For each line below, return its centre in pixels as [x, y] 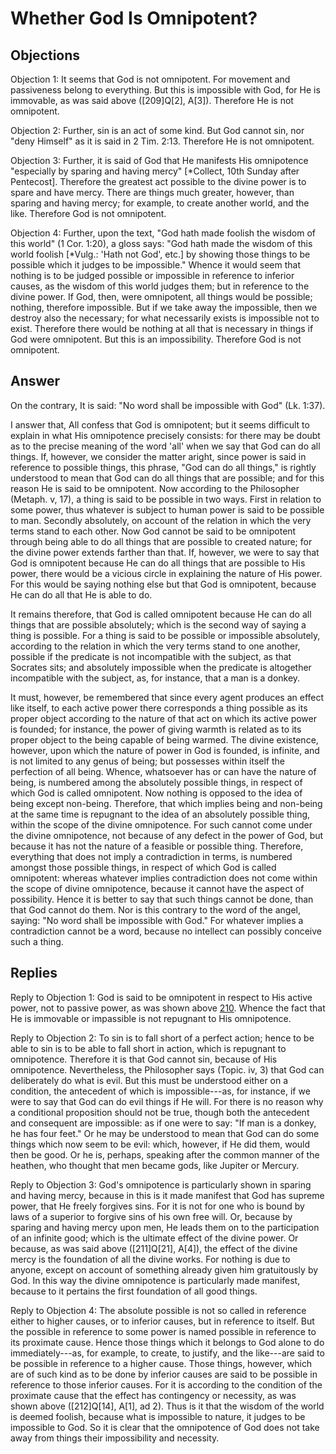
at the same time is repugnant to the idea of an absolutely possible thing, [160, 814]
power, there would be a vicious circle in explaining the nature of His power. [166, 573]
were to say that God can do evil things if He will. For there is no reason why [167, 1101]
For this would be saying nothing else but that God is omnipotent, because [163, 584]
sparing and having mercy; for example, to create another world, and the [160, 203]
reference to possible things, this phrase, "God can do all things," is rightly [163, 467]
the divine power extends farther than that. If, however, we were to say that [165, 552]
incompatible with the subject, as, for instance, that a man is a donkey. [155, 678]
